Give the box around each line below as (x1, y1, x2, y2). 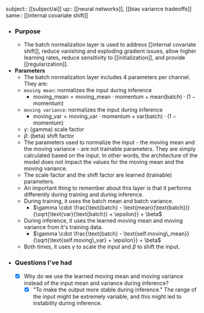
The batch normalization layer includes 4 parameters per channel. (23, 74, 191, 81)
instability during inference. (32, 299, 102, 306)
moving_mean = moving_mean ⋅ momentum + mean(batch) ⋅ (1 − (32, 93, 196, 101)
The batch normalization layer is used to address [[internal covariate (23, 41, 197, 48)
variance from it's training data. (23, 223, 104, 231)
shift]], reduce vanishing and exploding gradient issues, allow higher (23, 47, 197, 55)
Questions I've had (14, 258, 72, 267)
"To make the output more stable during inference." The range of (32, 285, 197, 293)
